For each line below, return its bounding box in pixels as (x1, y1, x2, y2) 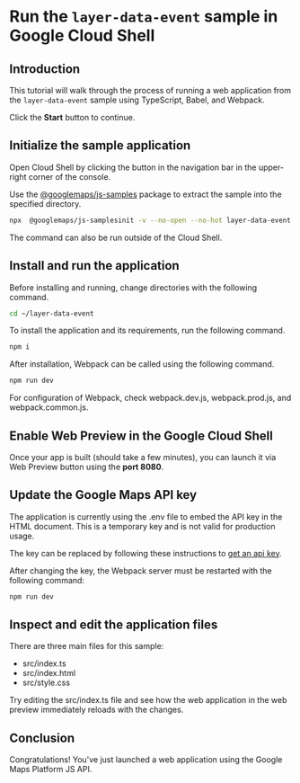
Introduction (9, 61, 81, 76)
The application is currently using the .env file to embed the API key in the (9, 511, 283, 522)
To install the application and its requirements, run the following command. (9, 325, 286, 336)
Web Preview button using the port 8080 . (9, 461, 164, 472)
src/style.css (22, 677, 70, 689)
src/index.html (22, 668, 76, 679)
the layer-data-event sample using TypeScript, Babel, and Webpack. (9, 94, 265, 105)
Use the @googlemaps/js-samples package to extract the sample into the (9, 189, 282, 200)
